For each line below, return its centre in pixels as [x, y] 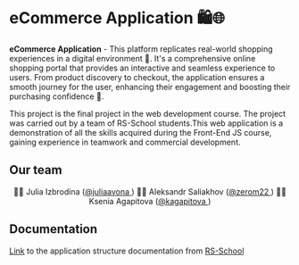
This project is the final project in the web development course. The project [148, 113]
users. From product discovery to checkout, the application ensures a [137, 77]
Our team [36, 170]
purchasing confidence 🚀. [57, 96]
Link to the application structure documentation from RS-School [127, 251]
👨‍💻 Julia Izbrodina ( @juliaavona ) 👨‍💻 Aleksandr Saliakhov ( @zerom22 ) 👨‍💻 [150, 191]
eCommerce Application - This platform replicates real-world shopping [141, 49]
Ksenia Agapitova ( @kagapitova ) [150, 201]
